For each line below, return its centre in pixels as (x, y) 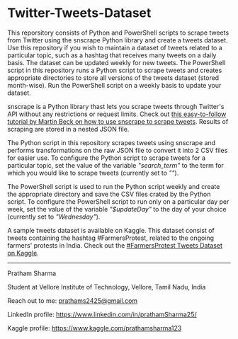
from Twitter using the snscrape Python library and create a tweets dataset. (118, 40)
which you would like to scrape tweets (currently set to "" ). (93, 173)
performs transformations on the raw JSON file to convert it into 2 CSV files (118, 150)
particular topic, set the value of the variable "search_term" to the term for (116, 165)
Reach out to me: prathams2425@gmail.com (73, 300)
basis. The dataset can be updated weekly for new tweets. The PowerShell (117, 62)
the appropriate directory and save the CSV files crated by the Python (109, 194)
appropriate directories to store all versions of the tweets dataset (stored (113, 77)
